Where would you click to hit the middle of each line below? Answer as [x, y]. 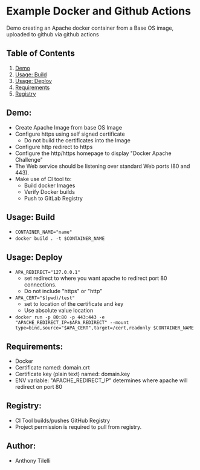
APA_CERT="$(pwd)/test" [45, 298]
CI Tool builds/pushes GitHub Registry [63, 420]
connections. [40, 285]
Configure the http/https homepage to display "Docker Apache [93, 153]
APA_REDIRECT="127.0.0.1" [47, 273]
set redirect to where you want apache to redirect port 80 [95, 278]
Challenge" [29, 159]
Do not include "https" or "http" [63, 291]
